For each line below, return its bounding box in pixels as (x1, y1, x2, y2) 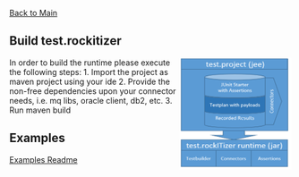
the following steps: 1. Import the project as (9, 66, 168, 77)
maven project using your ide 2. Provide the (9, 76, 170, 87)
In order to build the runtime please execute (9, 57, 171, 68)
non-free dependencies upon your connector (9, 85, 176, 97)
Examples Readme (9, 154, 78, 164)
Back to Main (9, 8, 58, 18)
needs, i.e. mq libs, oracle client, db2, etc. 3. (9, 95, 173, 105)
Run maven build (9, 105, 72, 115)
